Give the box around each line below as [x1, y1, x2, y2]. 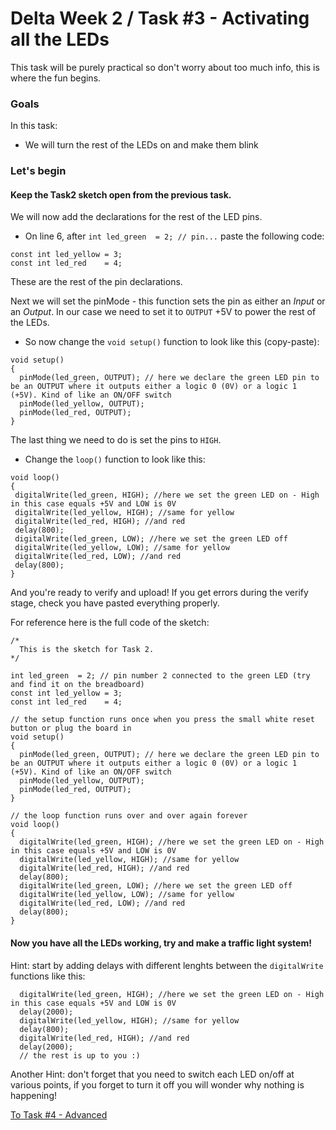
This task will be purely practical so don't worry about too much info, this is [10, 61, 320, 73]
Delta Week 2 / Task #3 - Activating [10, 7, 310, 30]
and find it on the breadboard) [10, 680, 145, 690]
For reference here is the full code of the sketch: [10, 617, 210, 629]
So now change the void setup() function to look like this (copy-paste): [24, 336, 320, 348]
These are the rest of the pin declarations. [10, 276, 183, 288]
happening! [10, 1089, 57, 1101]
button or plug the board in [10, 723, 132, 734]
